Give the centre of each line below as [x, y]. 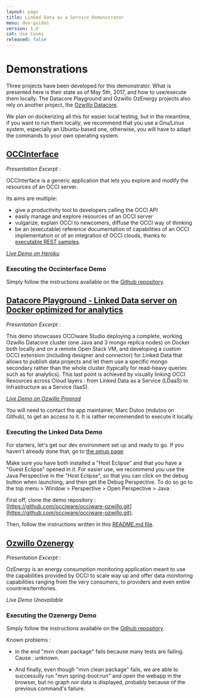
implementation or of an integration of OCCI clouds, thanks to [90, 235]
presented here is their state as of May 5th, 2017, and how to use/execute [96, 92]
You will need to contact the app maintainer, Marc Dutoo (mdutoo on [90, 410]
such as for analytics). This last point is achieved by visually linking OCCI [96, 374]
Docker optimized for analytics [65, 310]
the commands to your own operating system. [63, 135]
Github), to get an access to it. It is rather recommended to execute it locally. [100, 416]
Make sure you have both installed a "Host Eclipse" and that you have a [94, 463]
